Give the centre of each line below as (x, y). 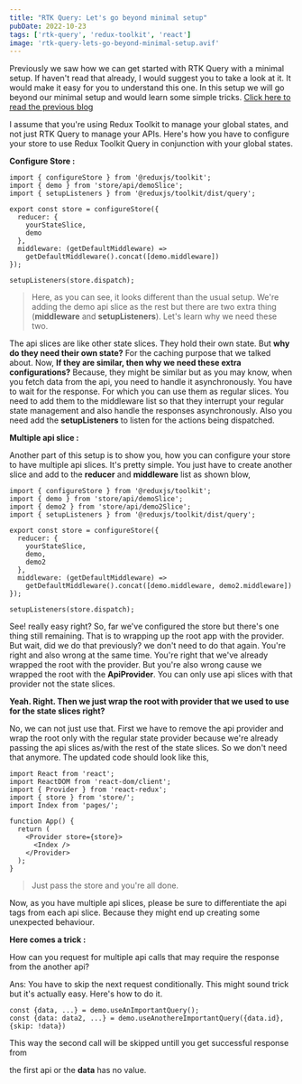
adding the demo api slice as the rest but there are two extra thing (154, 307)
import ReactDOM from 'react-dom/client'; (90, 782)
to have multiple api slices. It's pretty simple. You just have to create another (151, 465)
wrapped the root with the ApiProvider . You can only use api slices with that (151, 675)
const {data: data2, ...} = (62, 1019)
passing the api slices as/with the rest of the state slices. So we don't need (148, 748)
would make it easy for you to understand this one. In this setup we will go (147, 88)
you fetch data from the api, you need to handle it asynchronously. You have (151, 382)
